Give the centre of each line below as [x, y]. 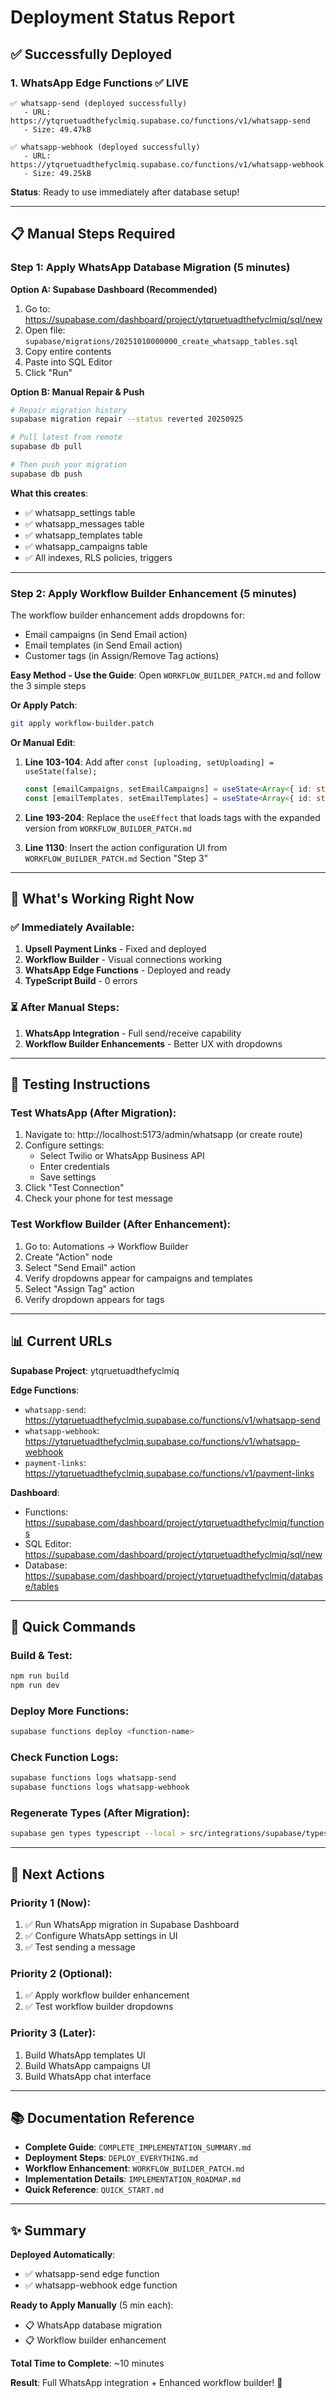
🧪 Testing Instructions [80, 1084]
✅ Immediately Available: [72, 928]
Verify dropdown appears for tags [94, 1299]
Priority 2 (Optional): [61, 1973]
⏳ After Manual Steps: [65, 1008]
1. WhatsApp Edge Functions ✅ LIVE [99, 83]
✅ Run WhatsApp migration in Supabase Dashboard [132, 1925]
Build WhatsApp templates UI [85, 2055]
